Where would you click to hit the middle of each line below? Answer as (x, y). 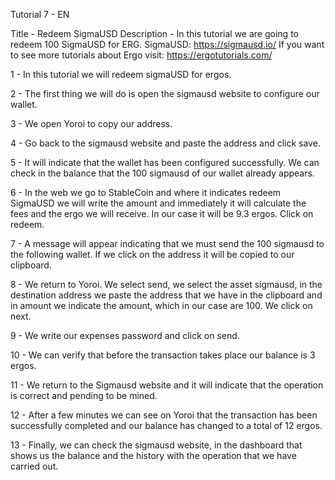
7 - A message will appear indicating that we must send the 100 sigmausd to (167, 243)
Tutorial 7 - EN (40, 14)
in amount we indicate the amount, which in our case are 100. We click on (161, 305)
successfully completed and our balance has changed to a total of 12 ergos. (166, 425)
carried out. (34, 466)
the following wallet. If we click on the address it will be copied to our (152, 254)
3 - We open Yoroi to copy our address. (91, 123)
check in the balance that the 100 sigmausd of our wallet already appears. (162, 173)
